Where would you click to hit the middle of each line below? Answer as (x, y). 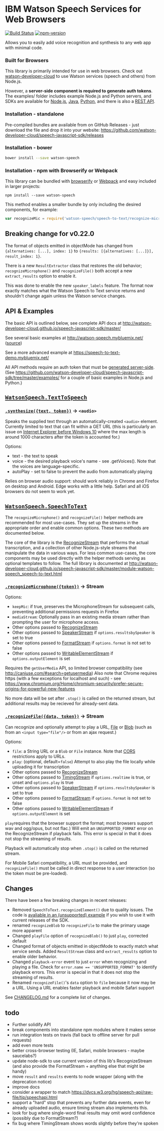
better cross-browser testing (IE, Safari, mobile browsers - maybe (78, 1051)
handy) (19, 1071)
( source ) (14, 343)
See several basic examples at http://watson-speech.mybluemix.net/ (74, 338)
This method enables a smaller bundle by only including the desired (73, 204)
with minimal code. (24, 47)
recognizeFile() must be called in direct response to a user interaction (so (80, 868)
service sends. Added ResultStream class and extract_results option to (84, 951)
